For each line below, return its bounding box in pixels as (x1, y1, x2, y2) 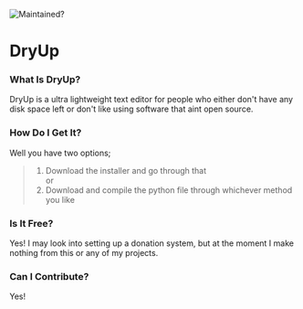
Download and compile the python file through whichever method (45, 184, 293, 196)
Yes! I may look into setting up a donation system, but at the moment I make (9, 238, 295, 249)
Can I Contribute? (9, 271, 89, 282)
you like (45, 194, 76, 205)
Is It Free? (9, 217, 54, 229)
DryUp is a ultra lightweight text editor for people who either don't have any (9, 94, 294, 105)
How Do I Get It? (9, 126, 82, 139)
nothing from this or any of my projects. (9, 248, 159, 259)
